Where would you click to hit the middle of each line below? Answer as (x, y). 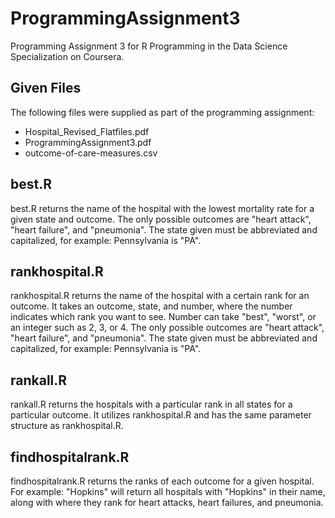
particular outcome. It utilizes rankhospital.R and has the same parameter (161, 415)
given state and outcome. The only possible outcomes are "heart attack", (161, 219)
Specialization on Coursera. (67, 56)
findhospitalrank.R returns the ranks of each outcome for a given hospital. (162, 481)
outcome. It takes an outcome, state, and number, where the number (151, 306)
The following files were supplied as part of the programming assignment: (162, 112)
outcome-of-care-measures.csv (91, 153)
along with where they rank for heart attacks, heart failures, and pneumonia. (167, 502)
